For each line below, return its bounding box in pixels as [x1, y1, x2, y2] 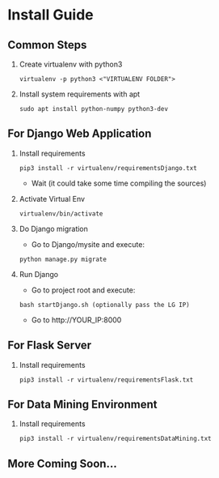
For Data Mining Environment [7, 398, 158, 412]
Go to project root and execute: [31, 285, 136, 295]
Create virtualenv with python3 [19, 59, 123, 69]
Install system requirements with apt [19, 89, 141, 99]
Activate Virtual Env [19, 194, 86, 203]
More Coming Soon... [7, 456, 118, 471]
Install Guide [7, 6, 94, 24]
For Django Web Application [7, 127, 152, 141]
